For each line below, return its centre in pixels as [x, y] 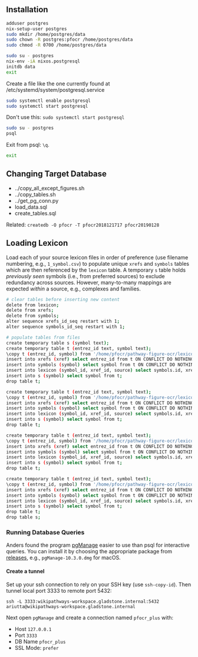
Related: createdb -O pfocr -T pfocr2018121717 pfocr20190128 [83, 224]
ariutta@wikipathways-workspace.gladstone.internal [71, 606]
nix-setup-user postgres [37, 29]
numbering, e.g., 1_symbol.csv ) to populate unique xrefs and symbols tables [98, 263]
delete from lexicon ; [33, 305]
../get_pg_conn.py [37, 200]
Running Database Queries [45, 532]
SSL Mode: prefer [37, 648]
